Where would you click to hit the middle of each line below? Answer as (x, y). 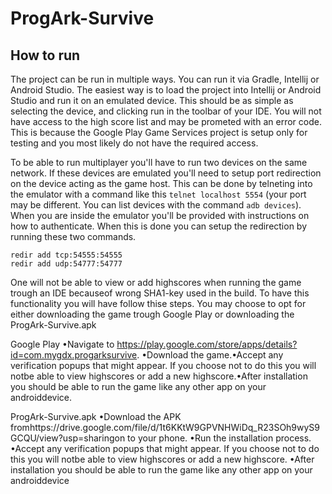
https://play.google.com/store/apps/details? (207, 344)
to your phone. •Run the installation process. (219, 438)
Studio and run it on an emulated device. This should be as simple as (152, 100)
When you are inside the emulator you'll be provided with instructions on (160, 215)
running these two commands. (73, 236)
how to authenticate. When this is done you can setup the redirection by (159, 226)
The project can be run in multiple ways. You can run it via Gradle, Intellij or (165, 79)
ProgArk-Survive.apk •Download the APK (96, 416)
